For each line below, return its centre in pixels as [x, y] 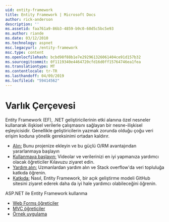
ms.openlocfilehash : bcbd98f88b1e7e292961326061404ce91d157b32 [73, 57]
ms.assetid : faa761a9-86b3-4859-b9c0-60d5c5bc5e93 [60, 29]
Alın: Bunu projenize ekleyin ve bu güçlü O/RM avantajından [74, 145]
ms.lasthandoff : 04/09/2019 [35, 76]
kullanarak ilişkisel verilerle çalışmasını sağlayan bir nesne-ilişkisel [74, 125]
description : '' [22, 24]
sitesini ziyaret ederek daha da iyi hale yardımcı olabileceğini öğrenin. [85, 183]
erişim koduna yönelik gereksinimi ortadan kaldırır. [58, 136]
